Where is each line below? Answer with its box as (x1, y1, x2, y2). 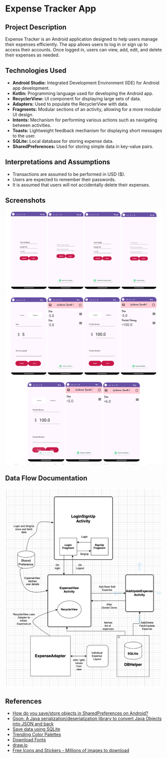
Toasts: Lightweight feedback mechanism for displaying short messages (12, 127, 163, 133)
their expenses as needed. (5, 52, 60, 58)
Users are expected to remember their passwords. (12, 176, 116, 182)
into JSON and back (12, 721, 54, 727)
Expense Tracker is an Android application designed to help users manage (5, 36, 158, 42)
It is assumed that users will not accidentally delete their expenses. (12, 182, 151, 188)
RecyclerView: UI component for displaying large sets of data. (12, 95, 141, 101)
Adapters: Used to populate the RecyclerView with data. (12, 101, 129, 107)
